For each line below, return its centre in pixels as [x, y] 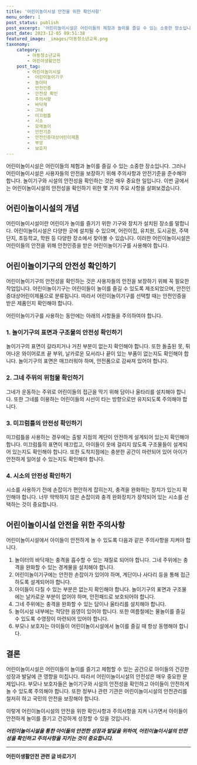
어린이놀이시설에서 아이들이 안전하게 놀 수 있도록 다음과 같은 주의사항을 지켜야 [95, 540]
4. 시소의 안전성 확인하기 [39, 475]
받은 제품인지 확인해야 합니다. [40, 303]
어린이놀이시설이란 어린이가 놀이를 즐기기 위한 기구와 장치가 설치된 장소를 [90, 224]
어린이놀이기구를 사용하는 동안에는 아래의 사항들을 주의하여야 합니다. [84, 316]
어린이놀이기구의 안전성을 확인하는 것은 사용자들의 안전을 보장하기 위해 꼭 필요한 [98, 281]
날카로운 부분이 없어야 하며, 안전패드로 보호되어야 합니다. [91, 597]
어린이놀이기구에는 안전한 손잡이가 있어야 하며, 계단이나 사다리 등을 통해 [97, 575]
